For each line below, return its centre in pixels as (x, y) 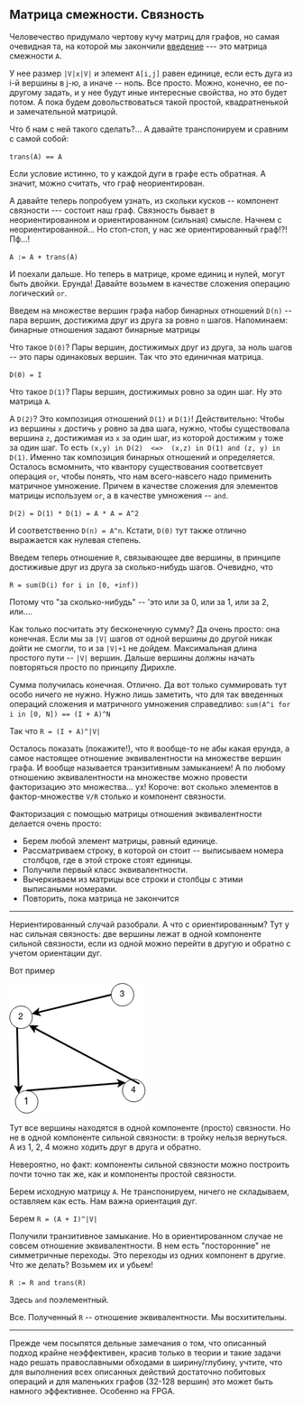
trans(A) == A (36, 157)
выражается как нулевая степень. (75, 539)
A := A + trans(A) (44, 257)
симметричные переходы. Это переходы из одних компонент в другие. (147, 1255)
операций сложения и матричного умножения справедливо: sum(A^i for (150, 703)
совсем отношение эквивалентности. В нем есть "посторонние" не (140, 1245)
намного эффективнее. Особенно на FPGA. (92, 1391)
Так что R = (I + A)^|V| (55, 730)
